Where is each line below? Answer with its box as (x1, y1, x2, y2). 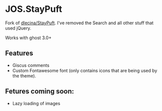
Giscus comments (12, 62, 50, 68)
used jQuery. (5, 25, 31, 31)
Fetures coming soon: (5, 87, 75, 96)
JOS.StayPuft (5, 3, 62, 15)
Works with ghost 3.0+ (5, 35, 52, 41)
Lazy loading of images (12, 100, 61, 106)
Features (5, 49, 33, 57)
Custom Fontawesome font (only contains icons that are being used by (12, 67, 158, 73)
